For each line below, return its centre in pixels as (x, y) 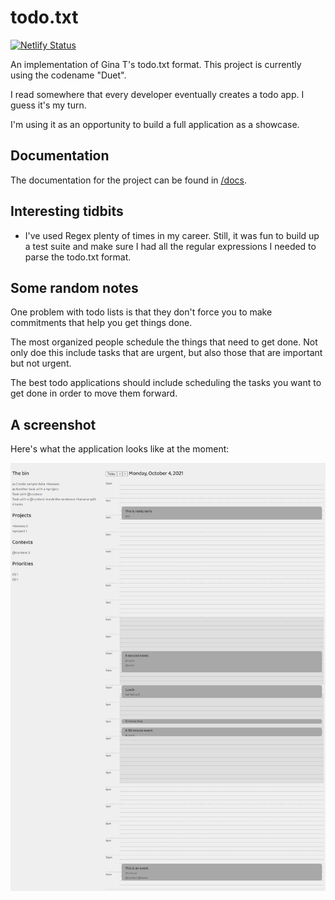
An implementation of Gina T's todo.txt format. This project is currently (156, 64)
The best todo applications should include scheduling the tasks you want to (166, 383)
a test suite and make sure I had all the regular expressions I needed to (170, 246)
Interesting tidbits (67, 211)
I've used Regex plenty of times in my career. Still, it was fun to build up (172, 235)
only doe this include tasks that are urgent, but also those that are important (166, 353)
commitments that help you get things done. (101, 323)
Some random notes (74, 287)
